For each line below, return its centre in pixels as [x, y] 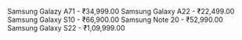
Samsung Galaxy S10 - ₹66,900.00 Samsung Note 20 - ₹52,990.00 [116, 20]
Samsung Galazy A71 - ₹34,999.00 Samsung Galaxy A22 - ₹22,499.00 [121, 11]
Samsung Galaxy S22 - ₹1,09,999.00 [67, 28]
